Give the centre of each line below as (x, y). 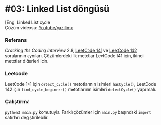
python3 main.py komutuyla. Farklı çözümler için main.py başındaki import (78, 112)
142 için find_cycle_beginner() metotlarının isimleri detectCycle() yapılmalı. (80, 89)
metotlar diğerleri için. (27, 61)
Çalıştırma (17, 102)
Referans (16, 40)
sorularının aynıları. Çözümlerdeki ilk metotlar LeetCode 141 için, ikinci (74, 56)
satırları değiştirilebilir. (27, 117)
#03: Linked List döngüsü (57, 9)
